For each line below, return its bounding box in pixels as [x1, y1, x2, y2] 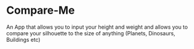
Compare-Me [6, 4, 75, 17]
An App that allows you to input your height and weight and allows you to [6, 23, 189, 30]
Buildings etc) [6, 36, 40, 43]
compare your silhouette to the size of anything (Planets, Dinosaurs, [6, 29, 175, 36]
